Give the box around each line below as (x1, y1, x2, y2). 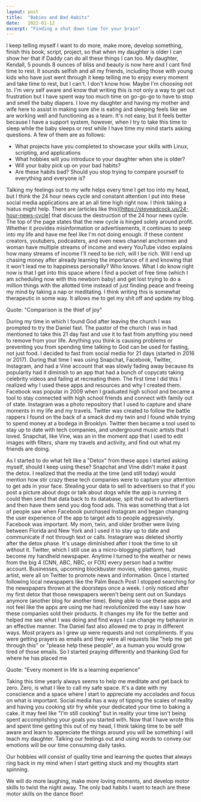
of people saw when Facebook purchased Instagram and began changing (6, 508, 189, 515)
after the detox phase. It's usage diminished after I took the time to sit (6, 540, 178, 547)
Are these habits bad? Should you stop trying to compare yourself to (14, 169, 184, 176)
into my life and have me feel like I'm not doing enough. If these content (6, 231, 184, 238)
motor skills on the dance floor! (6, 790, 83, 798)
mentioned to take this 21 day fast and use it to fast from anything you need (6, 331, 193, 338)
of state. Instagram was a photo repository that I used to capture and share (6, 401, 192, 408)
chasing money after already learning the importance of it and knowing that (6, 256, 193, 264)
